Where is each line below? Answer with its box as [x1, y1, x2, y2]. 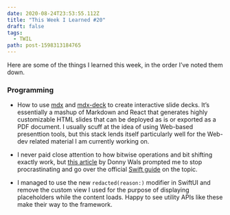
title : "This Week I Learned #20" [7, 16, 106, 23]
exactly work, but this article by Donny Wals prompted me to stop [16, 158, 203, 166]
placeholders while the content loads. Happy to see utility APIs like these [16, 193, 223, 201]
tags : [7, 29, 23, 36]
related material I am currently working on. [30, 137, 150, 146]
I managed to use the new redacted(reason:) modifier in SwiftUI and [16, 179, 211, 187]
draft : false [7, 23, 45, 30]
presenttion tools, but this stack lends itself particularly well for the [16, 130, 206, 138]
